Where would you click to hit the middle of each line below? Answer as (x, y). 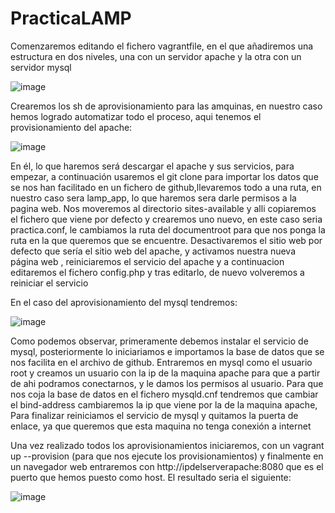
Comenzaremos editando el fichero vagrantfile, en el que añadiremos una (162, 46)
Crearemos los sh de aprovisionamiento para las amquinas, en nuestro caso (166, 106)
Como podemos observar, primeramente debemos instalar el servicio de (159, 341)
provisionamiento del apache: (71, 127)
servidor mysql (41, 67)
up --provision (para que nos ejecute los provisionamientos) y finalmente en (167, 456)
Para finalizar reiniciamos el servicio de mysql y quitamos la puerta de (154, 415)
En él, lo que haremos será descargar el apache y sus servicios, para (152, 166)
